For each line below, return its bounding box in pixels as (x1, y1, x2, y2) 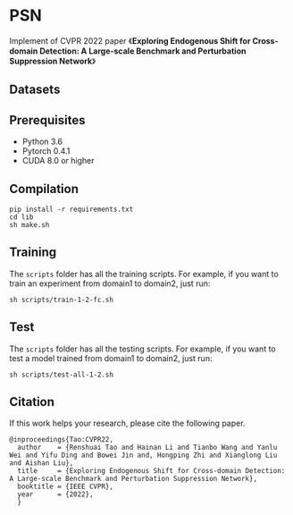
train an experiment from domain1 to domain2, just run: (9, 278, 211, 289)
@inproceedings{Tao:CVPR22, (9, 435, 114, 444)
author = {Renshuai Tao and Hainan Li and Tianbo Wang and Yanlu (17, 443, 278, 452)
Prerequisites (9, 113, 86, 128)
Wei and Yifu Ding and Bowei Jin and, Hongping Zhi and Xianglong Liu (9, 451, 278, 460)
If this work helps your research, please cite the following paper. (9, 418, 246, 429)
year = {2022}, (17, 490, 94, 499)
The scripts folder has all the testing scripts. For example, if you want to (9, 343, 276, 354)
